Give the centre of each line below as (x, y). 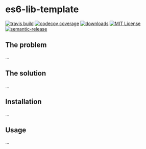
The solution (26, 73)
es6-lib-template (42, 9)
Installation (23, 101)
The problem (26, 45)
